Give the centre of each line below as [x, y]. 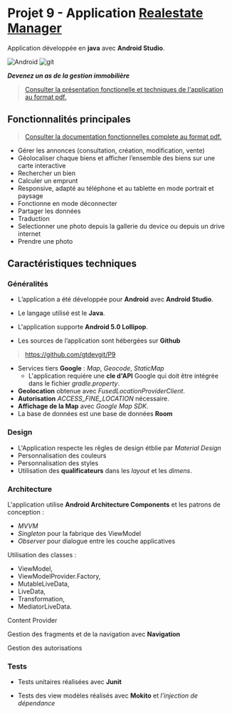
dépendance [36, 703]
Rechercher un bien [47, 173]
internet [29, 234]
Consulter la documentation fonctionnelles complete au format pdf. [123, 136]
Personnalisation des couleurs [62, 455]
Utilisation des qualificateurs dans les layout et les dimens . [105, 470]
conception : [26, 512]
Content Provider [32, 621]
